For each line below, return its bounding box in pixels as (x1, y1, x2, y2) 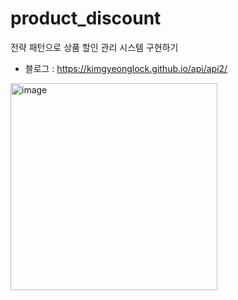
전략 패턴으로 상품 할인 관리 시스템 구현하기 (10, 41, 179, 53)
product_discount (10, 7, 162, 30)
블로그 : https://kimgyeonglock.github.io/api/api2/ (24, 62, 228, 74)
